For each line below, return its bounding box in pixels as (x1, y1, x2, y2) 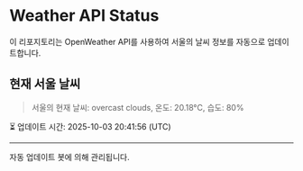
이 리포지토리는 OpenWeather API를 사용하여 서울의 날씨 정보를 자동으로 (9, 36, 266, 47)
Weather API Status (9, 5, 160, 26)
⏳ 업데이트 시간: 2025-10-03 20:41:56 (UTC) (9, 121, 171, 131)
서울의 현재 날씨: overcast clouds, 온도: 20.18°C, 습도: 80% (31, 102, 244, 112)
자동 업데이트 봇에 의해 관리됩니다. (9, 151, 130, 162)
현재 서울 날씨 (9, 76, 81, 92)
